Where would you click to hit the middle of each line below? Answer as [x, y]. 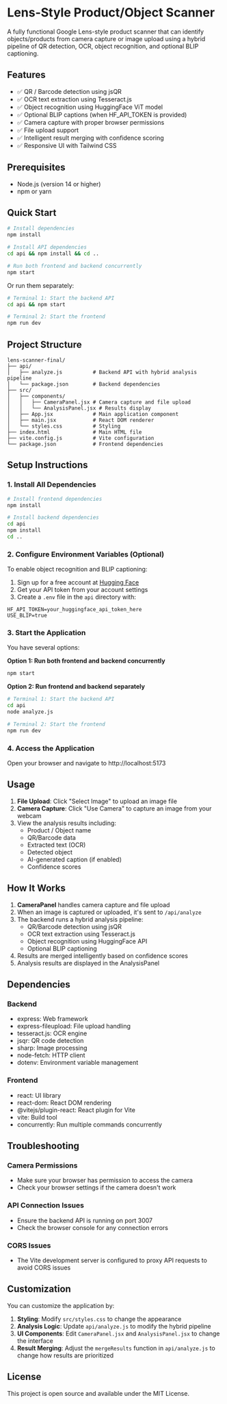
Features [26, 75]
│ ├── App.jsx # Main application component [93, 414]
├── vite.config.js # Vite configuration [81, 438]
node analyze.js [30, 712]
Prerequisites [36, 168]
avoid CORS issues [44, 1267]
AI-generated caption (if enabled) [74, 859]
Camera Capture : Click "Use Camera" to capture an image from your [114, 808]
